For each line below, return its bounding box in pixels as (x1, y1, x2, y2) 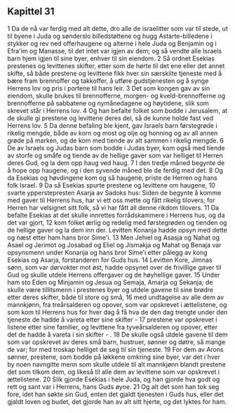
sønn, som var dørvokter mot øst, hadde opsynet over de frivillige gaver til (7, 263, 222, 271)
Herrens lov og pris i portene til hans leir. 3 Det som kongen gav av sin (7, 84, 210, 92)
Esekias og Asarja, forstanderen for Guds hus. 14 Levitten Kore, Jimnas (7, 256, 213, 264)
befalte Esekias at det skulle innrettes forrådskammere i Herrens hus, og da (7, 211, 226, 219)
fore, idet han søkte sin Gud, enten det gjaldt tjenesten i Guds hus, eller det (7, 390, 224, 398)
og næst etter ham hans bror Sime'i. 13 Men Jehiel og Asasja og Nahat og (7, 233, 220, 242)
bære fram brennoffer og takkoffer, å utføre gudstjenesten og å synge (7, 77, 209, 85)
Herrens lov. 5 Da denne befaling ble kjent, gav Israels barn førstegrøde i (7, 121, 217, 129)
